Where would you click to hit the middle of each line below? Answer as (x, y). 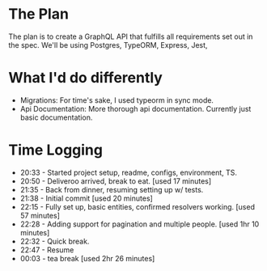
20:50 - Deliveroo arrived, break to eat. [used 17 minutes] (116, 181)
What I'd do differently (86, 78)
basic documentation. (56, 117)
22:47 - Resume (47, 250)
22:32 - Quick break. (55, 241)
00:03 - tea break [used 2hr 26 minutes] (87, 258)
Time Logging (56, 150)
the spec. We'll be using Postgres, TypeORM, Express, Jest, (108, 44)
